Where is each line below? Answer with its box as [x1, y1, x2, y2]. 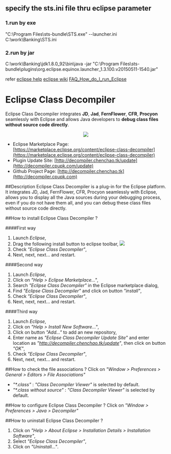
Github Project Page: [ [12, 168, 60, 174]
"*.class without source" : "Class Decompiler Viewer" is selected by [12, 387, 155, 393]
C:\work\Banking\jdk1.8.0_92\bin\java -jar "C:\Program [5, 61, 119, 67]
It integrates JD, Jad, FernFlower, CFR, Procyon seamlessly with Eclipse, [5, 189, 157, 195]
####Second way [5, 261, 43, 267]
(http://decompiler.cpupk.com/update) [12, 163, 94, 169]
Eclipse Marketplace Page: [12, 141, 69, 147]
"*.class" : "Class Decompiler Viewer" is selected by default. [12, 381, 140, 387]
